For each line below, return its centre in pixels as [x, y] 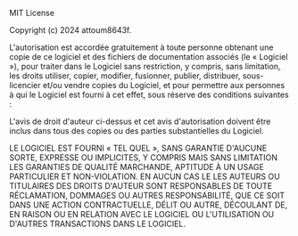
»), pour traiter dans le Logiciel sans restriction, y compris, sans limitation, [145, 66]
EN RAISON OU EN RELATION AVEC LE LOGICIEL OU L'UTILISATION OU [142, 214]
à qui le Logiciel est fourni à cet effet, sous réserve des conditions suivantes [149, 94]
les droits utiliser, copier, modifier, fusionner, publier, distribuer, [125, 76]
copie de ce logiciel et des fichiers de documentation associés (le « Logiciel [149, 57]
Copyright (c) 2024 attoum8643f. [70, 30]
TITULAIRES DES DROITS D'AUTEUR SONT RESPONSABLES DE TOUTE [141, 186]
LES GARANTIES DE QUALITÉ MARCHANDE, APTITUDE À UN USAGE [137, 167]
